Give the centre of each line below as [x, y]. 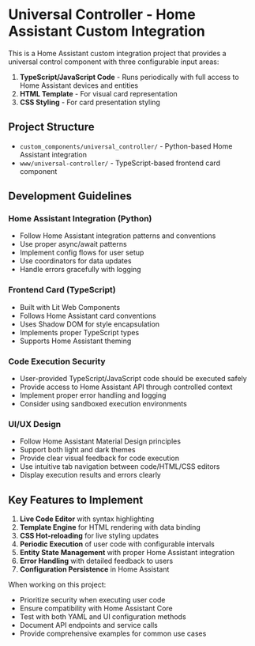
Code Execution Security [57, 361]
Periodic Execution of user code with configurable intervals [117, 544]
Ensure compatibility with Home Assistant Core [96, 608]
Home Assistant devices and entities [79, 85]
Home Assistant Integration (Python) [80, 219]
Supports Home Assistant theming [75, 341]
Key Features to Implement [76, 500]
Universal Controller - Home [102, 15]
